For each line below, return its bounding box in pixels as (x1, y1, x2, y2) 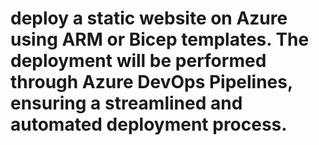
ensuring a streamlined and (10, 92, 243, 115)
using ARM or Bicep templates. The (10, 28, 310, 51)
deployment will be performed (10, 50, 267, 72)
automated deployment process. (10, 113, 288, 136)
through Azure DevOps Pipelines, (10, 71, 293, 94)
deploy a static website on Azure (10, 7, 288, 30)
